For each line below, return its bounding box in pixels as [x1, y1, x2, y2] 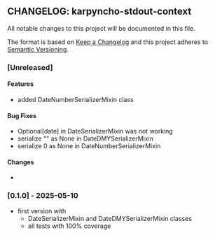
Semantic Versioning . [7, 45, 69, 53]
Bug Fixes [7, 111, 37, 120]
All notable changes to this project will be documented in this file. [7, 24, 196, 32]
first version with [17, 206, 67, 215]
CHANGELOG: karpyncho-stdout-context [7, 6, 192, 17]
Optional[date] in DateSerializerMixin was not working [17, 127, 173, 136]
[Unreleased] [7, 62, 53, 72]
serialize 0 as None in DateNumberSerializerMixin [17, 142, 161, 150]
